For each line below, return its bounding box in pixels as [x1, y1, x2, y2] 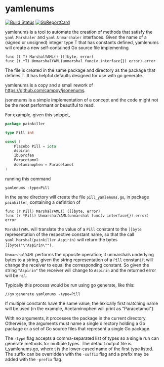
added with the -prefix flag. [5, 356, 63, 362]
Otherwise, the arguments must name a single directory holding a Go [5, 320, 146, 326]
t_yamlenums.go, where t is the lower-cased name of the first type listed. [5, 346, 154, 352]
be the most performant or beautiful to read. [5, 102, 95, 108]
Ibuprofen [14, 153, 35, 158]
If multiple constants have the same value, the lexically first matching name [5, 300, 158, 306]
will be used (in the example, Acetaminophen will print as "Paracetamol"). [5, 305, 155, 312]
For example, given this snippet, [5, 112, 70, 118]
